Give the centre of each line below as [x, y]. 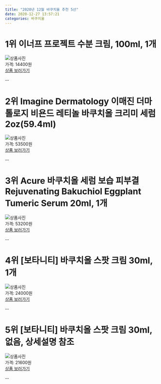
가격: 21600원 [18, 363]
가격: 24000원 [19, 293]
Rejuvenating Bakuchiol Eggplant [73, 192]
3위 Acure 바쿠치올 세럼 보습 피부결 [72, 181]
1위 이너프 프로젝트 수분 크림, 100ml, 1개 [81, 44]
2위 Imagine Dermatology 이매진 [70, 101]
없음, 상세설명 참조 [40, 342]
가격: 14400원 [19, 64]
